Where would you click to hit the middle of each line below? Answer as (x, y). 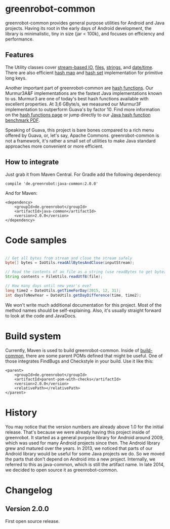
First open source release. (32, 521)
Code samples (36, 240)
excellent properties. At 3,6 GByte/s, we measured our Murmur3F (73, 104)
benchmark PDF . (23, 120)
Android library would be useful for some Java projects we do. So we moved (85, 453)
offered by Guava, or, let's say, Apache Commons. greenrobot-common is (82, 135)
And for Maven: (22, 193)
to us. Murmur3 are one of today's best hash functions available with (77, 98)
